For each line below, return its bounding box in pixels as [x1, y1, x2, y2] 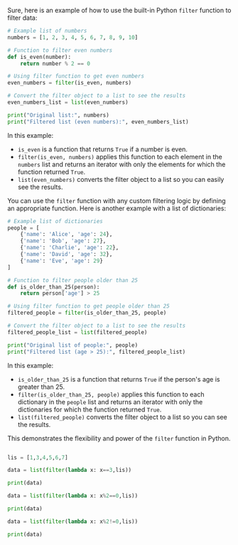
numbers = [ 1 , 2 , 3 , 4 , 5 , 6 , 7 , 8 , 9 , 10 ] [7, 33, 139, 41]
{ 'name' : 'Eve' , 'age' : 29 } [20, 257, 103, 264]
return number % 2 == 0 [20, 60, 91, 67]
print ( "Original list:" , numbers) [7, 112, 110, 119]
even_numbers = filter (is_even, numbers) [7, 80, 132, 87]
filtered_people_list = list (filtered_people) [7, 328, 148, 336]
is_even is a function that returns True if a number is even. [17, 145, 188, 153]
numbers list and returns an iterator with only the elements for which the [17, 160, 226, 168]
